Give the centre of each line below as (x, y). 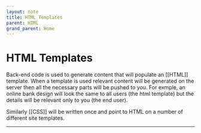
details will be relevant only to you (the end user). (67, 100)
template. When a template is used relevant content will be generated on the (100, 81)
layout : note (22, 12)
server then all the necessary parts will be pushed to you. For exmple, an (96, 87)
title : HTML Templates (34, 17)
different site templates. (35, 118)
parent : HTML (22, 23)
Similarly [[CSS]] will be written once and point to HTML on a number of (95, 112)
